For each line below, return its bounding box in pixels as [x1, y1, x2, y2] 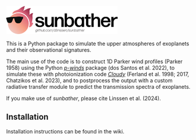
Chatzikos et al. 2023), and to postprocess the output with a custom [6, 77, 173, 84]
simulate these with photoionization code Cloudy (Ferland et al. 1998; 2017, [6, 70, 189, 77]
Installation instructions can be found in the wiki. [6, 127, 125, 135]
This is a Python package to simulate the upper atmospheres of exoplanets [6, 40, 189, 47]
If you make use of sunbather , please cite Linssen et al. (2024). [6, 95, 162, 102]
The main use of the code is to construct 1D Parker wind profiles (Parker [6, 58, 183, 65]
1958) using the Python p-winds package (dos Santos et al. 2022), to [6, 64, 175, 71]
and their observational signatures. [6, 46, 91, 53]
